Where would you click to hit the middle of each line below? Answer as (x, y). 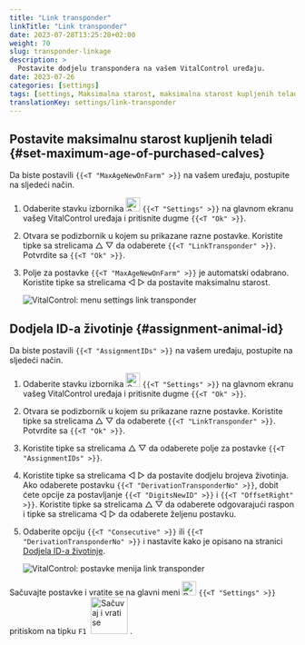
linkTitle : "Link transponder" (69, 26)
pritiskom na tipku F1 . (71, 631)
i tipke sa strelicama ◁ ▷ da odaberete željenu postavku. (129, 514)
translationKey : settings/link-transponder (93, 102)
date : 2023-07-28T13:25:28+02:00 (73, 35)
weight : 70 (30, 43)
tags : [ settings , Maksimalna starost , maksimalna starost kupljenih (142, 94)
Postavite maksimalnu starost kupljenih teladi (141, 139)
